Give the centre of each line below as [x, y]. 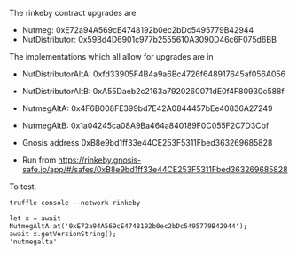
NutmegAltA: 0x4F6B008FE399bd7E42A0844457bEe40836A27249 [147, 108]
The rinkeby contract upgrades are [73, 13]
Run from [39, 160]
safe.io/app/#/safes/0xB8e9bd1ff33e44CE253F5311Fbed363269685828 [155, 169]
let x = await [35, 219]
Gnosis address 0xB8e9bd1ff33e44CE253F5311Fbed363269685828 [147, 143]
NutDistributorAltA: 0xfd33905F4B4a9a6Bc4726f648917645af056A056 [154, 74]
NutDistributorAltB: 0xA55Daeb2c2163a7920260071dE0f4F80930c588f [153, 91]
